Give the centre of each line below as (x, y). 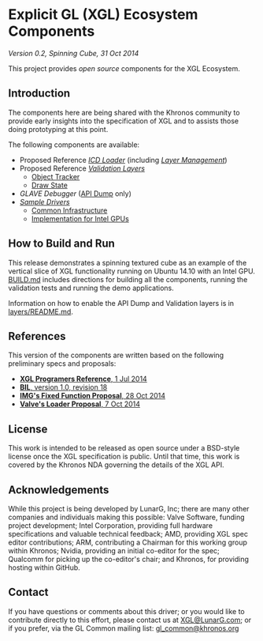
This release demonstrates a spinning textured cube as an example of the (128, 262)
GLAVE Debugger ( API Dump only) (76, 193)
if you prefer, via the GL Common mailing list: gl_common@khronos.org (124, 628)
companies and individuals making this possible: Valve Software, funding (127, 517)
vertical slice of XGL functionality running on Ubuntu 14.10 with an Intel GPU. (132, 271)
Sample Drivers (44, 202)
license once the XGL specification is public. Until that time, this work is (124, 457)
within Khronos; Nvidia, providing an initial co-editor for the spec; (114, 551)
